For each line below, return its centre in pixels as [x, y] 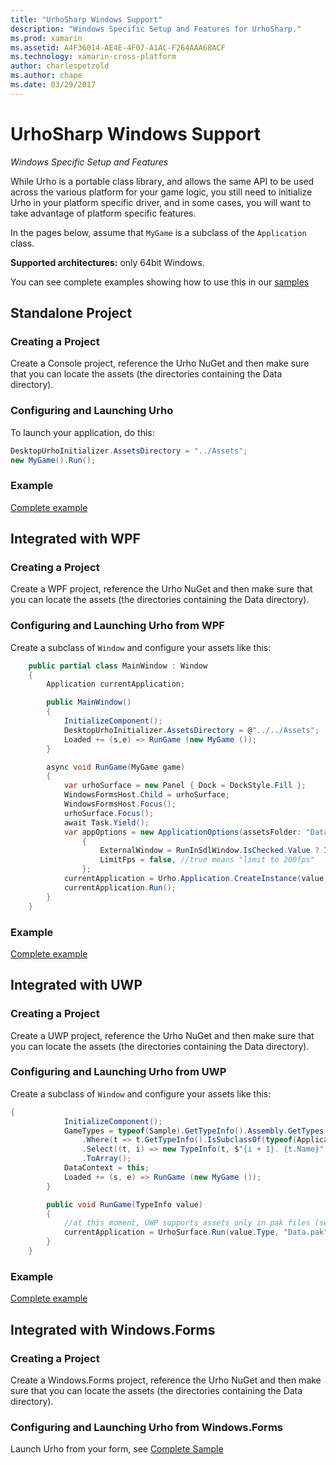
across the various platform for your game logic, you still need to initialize [161, 192]
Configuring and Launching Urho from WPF [117, 626]
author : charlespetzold [60, 66]
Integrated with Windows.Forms [113, 1329]
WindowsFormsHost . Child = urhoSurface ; [146, 795]
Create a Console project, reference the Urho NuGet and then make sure [160, 363]
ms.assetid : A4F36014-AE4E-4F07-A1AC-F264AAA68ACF [118, 47]
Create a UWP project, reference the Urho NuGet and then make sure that [162, 1035]
